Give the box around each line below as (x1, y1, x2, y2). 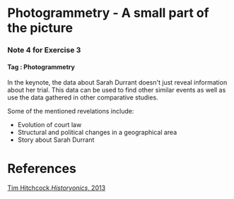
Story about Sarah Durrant (17, 135, 95, 144)
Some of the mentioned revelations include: (7, 107, 134, 116)
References (7, 160, 76, 176)
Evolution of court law (17, 121, 82, 129)
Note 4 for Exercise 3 (7, 45, 81, 55)
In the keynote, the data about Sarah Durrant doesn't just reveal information (7, 78, 228, 87)
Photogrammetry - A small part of (7, 5, 210, 21)
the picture (7, 20, 73, 36)
